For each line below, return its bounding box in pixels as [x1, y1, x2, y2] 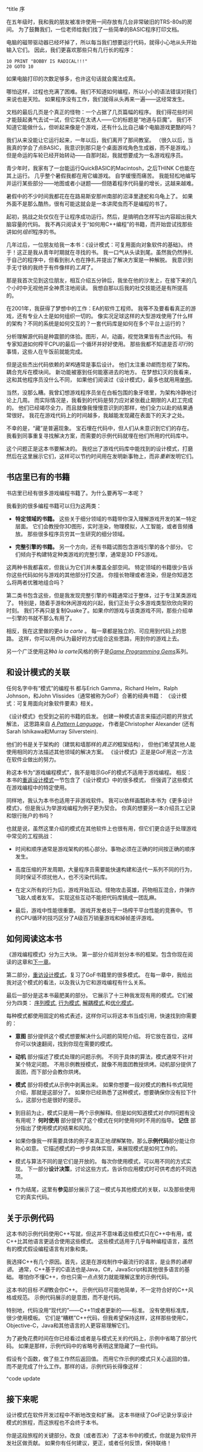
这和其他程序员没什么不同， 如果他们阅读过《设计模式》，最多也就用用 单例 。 [6, 376, 196, 383]
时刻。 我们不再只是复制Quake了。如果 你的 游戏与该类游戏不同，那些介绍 [6, 607, 188, 614]
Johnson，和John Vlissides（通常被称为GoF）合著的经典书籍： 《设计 [6, 692, 182, 699]
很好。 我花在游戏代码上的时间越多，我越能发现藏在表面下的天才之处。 [11, 412, 188, 418]
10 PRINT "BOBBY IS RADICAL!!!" [6, 58, 88, 64]
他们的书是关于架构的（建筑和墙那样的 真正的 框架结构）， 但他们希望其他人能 [6, 741, 196, 748]
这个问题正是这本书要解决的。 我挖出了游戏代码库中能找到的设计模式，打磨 [6, 445, 193, 452]
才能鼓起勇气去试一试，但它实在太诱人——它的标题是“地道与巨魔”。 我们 [6, 116, 187, 123]
